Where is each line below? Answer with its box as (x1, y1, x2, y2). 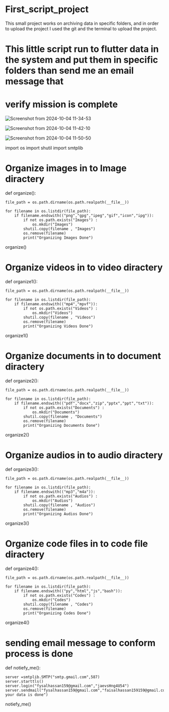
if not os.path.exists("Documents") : (23, 405, 105, 410)
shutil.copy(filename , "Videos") (23, 315, 96, 320)
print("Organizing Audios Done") (23, 511, 94, 516)
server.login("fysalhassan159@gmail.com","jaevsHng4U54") (5, 683, 129, 688)
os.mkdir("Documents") (32, 410, 80, 415)
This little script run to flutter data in (5, 43, 159, 55)
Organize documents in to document (5, 350, 161, 362)
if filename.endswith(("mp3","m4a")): (14, 489, 96, 494)
